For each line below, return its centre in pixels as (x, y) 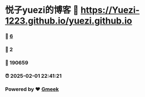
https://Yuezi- (110, 10)
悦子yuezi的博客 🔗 (42, 10)
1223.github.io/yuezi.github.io (69, 21)
